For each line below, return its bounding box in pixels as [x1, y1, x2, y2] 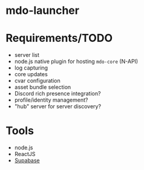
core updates [14, 71, 48, 78]
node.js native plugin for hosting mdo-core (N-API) [14, 58, 139, 65]
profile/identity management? [14, 96, 88, 103]
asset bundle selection [14, 83, 71, 91]
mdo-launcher [5, 4, 80, 18]
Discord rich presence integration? [14, 90, 101, 97]
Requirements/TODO [5, 31, 113, 45]
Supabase [14, 157, 40, 164]
